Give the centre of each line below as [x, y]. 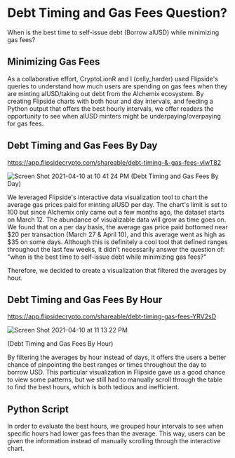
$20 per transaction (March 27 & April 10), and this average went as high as [116, 234]
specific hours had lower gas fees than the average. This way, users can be [116, 433]
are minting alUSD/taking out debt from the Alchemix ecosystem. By [106, 93]
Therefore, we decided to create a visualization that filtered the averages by [117, 270]
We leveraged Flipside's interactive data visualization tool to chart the [108, 197]
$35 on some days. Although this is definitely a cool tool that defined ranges [117, 242]
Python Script [38, 409]
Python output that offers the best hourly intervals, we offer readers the [110, 108]
